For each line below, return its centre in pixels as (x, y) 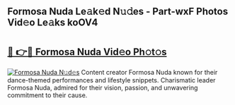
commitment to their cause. (47, 95)
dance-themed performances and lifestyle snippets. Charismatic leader (111, 80)
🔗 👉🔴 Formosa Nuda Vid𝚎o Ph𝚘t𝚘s (87, 52)
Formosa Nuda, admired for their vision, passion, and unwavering (103, 88)
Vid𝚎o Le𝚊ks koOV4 (53, 23)
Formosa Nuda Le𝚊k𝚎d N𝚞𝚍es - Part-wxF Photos (118, 12)
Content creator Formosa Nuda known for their (149, 72)
